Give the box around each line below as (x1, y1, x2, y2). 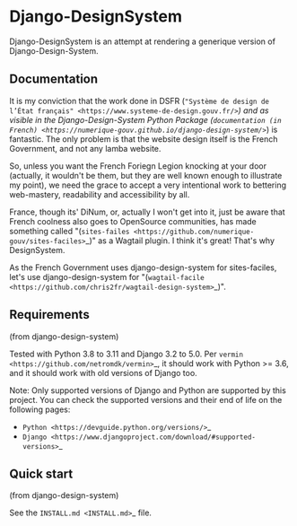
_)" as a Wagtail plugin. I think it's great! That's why (85, 235, 275, 246)
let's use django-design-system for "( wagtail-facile (9, 271, 205, 282)
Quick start (9, 466, 74, 481)
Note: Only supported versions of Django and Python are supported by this (9, 384, 287, 396)
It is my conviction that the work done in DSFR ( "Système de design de (9, 95, 269, 106)
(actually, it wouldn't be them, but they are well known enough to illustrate (9, 170, 283, 180)
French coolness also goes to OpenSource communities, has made (9, 215, 258, 226)
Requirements (9, 307, 90, 322)
